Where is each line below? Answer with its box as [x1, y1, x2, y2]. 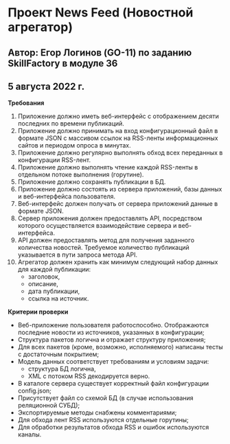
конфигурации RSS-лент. [17, 156, 91, 164]
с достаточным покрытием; [17, 350, 100, 358]
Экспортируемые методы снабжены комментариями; [17, 408, 177, 417]
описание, [27, 280, 59, 288]
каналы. [17, 430, 42, 439]
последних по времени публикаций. [17, 119, 124, 128]
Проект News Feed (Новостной [8, 5, 194, 21]
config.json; [17, 386, 52, 395]
